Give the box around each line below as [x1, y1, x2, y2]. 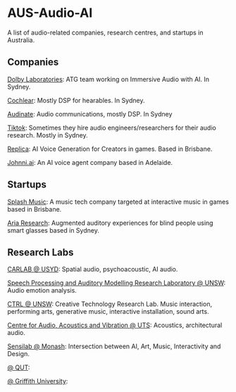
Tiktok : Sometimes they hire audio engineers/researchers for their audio [7, 123, 216, 132]
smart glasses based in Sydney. [7, 226, 100, 234]
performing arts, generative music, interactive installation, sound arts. [7, 307, 209, 316]
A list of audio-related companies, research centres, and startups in [7, 28, 204, 37]
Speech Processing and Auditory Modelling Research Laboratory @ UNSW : [7, 278, 226, 287]
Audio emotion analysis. [7, 286, 77, 295]
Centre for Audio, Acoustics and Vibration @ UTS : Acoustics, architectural [7, 321, 223, 329]
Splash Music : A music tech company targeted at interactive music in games [7, 197, 229, 206]
